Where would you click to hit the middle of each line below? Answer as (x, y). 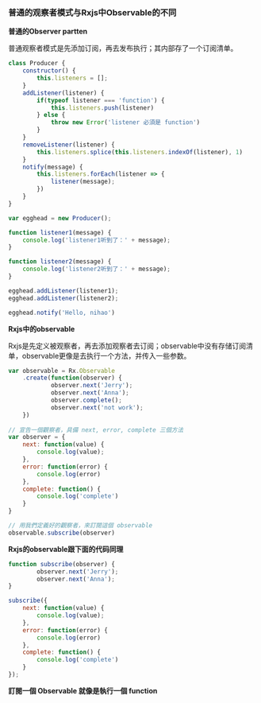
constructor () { (50, 71)
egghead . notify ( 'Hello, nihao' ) (61, 313)
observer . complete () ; (86, 400)
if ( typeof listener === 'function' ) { (101, 100)
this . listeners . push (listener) (102, 108)
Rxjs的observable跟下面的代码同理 (66, 549)
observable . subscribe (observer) (61, 533)
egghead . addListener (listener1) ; (63, 291)
